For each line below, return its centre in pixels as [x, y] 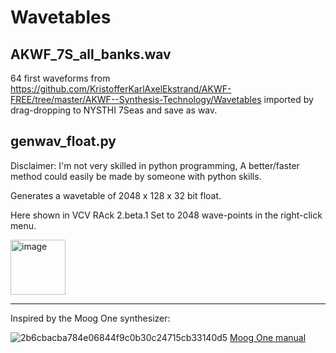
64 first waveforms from [60, 78]
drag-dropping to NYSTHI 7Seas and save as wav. [114, 110]
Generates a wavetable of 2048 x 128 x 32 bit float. [116, 195]
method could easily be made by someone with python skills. [136, 176]
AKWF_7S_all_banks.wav [91, 54]
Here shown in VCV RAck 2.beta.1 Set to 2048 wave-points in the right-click [166, 215]
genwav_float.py [63, 141]
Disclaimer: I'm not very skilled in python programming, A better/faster [155, 165]
